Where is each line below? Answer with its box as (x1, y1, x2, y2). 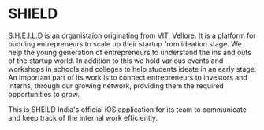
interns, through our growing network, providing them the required (8, 80, 225, 91)
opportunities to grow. (8, 89, 80, 98)
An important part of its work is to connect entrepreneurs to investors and (8, 72, 248, 82)
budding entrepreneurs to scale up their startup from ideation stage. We (8, 39, 242, 48)
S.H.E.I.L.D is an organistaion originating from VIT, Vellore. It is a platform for (8, 31, 256, 40)
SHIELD (8, 5, 58, 23)
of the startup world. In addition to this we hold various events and (8, 56, 224, 65)
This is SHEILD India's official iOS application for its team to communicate (8, 104, 247, 114)
